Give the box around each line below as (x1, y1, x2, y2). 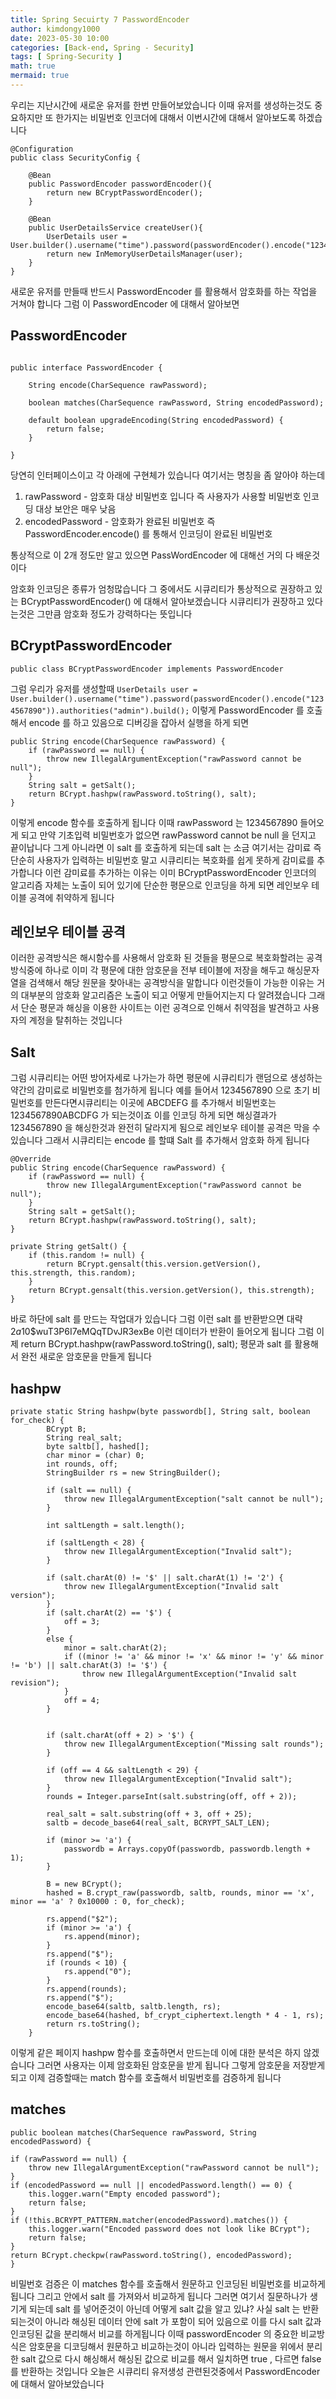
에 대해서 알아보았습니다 (10, 2377, 105, 2390)
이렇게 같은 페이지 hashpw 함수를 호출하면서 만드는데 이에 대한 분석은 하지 (10, 2046, 302, 2058)
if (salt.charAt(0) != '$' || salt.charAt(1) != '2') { (46, 1572, 284, 1583)
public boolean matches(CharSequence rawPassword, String (10, 2127, 257, 2138)
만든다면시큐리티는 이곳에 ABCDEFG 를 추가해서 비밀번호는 (44, 1097, 277, 1109)
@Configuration (10, 144, 74, 154)
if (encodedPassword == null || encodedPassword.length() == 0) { (10, 2180, 293, 2190)
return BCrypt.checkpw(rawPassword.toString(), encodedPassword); (10, 2250, 293, 2260)
